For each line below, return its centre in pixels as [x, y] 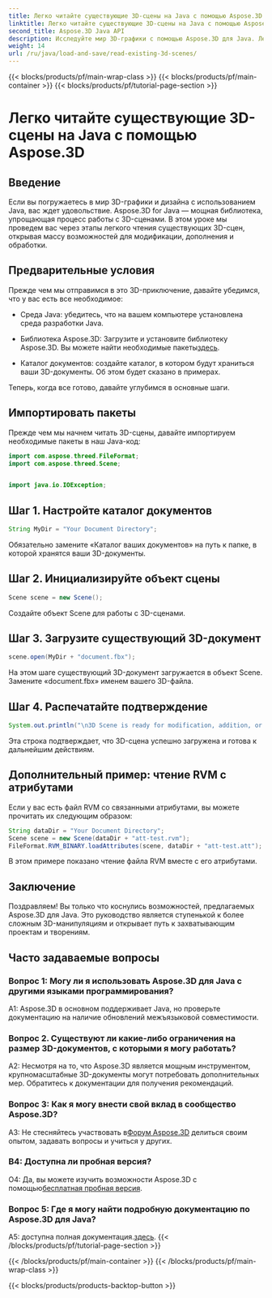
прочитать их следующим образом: [70, 815]
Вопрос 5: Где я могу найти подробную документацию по [130, 1209]
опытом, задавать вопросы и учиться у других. [90, 1141]
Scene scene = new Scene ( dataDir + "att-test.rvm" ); [99, 838]
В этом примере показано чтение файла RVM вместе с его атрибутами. [133, 862]
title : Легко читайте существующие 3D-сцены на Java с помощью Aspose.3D [136, 16]
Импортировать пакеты [72, 413]
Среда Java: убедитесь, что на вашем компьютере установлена [132, 314]
